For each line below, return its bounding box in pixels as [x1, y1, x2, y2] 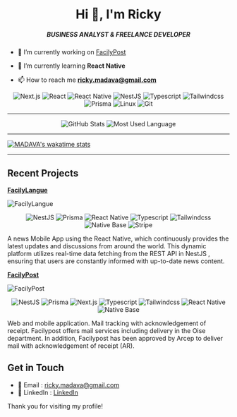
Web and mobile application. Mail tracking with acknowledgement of [7, 319, 207, 327]
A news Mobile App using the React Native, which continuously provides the [7, 234, 229, 243]
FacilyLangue [7, 186, 48, 194]
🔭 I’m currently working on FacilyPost [17, 48, 126, 56]
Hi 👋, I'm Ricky [75, 6, 162, 23]
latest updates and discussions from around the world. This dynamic [7, 241, 207, 250]
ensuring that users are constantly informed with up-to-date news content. [7, 257, 225, 265]
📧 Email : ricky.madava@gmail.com [17, 380, 120, 389]
